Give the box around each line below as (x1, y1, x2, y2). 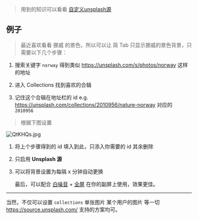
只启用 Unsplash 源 (14, 155, 62, 162)
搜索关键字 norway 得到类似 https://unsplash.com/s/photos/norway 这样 (14, 61, 189, 68)
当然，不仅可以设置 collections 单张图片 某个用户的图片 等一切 (6, 198, 160, 205)
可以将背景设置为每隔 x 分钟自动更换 (14, 168, 104, 175)
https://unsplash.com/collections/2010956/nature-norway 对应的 (14, 101, 173, 108)
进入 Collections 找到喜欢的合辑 (14, 81, 92, 88)
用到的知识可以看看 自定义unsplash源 (20, 6, 112, 12)
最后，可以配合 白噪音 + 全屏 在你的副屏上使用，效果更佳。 (14, 180, 159, 188)
